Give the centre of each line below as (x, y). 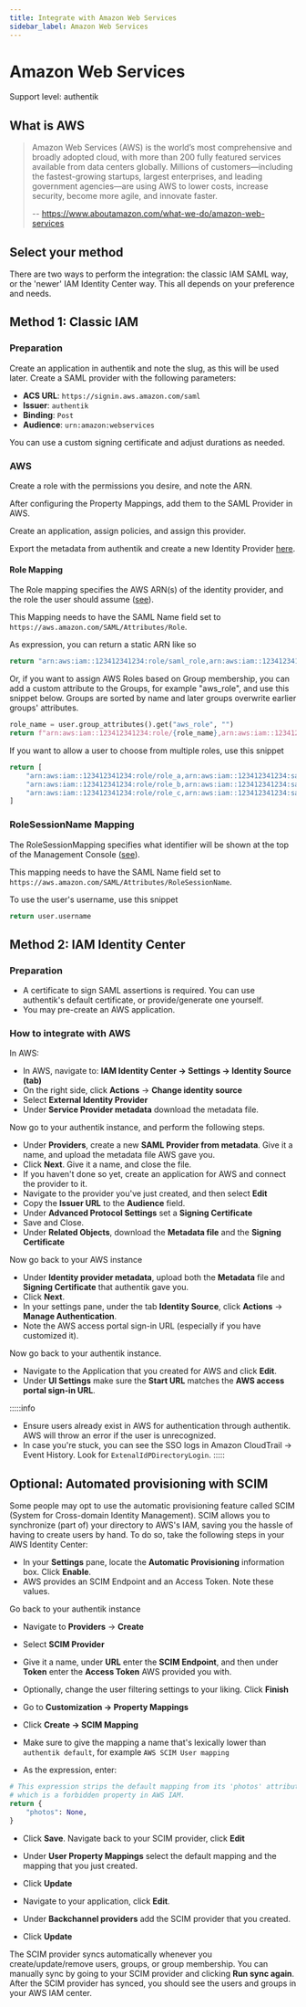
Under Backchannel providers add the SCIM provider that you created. (157, 1918)
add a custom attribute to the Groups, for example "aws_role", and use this (149, 688)
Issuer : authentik (56, 405)
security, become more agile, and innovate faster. (125, 196)
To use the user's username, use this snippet (94, 899)
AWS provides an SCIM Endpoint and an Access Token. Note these (148, 1581)
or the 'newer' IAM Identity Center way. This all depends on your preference (152, 284)
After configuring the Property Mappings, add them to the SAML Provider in (151, 504)
